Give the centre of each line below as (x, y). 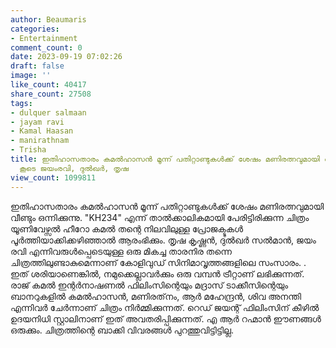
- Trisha (28, 150)
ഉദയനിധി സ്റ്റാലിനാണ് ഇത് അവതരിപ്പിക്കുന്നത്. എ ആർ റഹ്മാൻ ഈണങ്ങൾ (166, 318)
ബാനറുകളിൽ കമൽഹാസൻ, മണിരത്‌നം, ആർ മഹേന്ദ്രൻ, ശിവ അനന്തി (156, 296)
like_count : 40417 (48, 85)
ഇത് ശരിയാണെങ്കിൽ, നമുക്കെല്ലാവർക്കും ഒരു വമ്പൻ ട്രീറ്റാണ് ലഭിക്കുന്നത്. (157, 273)
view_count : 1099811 (53, 177)
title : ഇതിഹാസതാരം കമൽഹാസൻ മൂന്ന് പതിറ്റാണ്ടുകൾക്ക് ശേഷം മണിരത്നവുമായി (165, 159)
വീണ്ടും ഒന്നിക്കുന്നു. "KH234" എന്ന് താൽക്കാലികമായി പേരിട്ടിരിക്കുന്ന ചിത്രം (160, 217)
